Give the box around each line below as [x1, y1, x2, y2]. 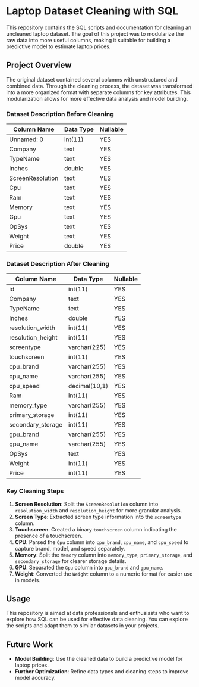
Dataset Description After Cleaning [6, 259, 110, 268]
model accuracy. [14, 674, 56, 682]
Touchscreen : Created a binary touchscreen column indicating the [14, 526, 177, 533]
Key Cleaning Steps [6, 487, 64, 495]
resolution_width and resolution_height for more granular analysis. [14, 506, 182, 514]
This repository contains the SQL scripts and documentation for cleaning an [6, 24, 192, 31]
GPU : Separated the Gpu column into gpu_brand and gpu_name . [14, 564, 164, 571]
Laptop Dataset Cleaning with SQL [6, 4, 179, 18]
